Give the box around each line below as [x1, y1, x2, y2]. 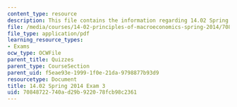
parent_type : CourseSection [7, 63, 90, 70]
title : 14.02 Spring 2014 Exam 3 [7, 82, 106, 89]
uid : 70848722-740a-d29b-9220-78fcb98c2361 [7, 89, 138, 96]
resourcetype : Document [7, 75, 78, 83]
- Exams [7, 43, 30, 50]
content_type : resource [7, 10, 78, 18]
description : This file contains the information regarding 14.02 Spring [7, 17, 229, 24]
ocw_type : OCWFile [7, 50, 61, 57]
